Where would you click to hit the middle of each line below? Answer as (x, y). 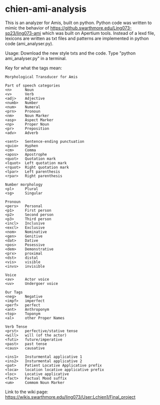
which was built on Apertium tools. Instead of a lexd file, (99, 33)
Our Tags (14, 292)
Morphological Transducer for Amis (41, 77)
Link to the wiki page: (27, 392)
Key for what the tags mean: (34, 68)
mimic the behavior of (27, 28)
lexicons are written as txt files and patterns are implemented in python (77, 38)
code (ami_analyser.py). (29, 43)
